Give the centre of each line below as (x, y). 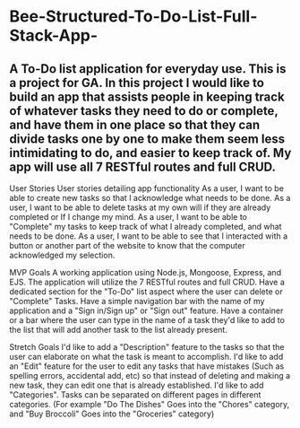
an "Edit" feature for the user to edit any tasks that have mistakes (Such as (147, 366)
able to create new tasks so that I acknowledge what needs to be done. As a (150, 198)
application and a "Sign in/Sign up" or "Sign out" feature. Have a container (146, 310)
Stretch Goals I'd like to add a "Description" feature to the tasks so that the (147, 347)
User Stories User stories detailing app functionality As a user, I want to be (147, 188)
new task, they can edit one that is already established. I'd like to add (137, 385)
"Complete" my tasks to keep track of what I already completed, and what (146, 227)
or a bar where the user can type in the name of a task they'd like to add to (147, 320)
